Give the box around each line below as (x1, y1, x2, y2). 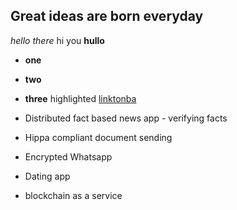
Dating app (24, 170, 71, 182)
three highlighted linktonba (24, 92, 137, 104)
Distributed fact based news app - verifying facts (24, 112, 228, 124)
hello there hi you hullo (10, 34, 105, 46)
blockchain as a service (24, 189, 123, 201)
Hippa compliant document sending (24, 131, 173, 143)
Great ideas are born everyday (10, 8, 204, 25)
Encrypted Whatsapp (24, 150, 113, 163)
